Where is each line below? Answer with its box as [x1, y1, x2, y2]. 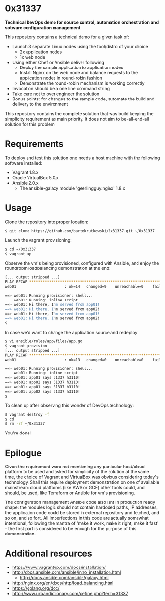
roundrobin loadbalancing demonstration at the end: [5, 266, 110, 271]
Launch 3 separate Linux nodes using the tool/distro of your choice [12, 43, 148, 49]
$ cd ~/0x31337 [5, 247, 36, 252]
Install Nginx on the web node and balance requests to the [19, 69, 138, 75]
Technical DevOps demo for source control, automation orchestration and [5, 19, 159, 25]
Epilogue [5, 447, 42, 459]
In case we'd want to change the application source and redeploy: [5, 330, 139, 335]
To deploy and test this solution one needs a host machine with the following [5, 155, 160, 161]
